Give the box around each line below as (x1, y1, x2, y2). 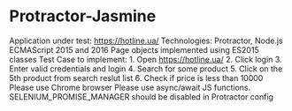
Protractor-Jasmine (9, 6, 157, 26)
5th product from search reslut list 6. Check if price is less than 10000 (9, 72, 264, 83)
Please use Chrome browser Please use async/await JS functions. (9, 82, 250, 92)
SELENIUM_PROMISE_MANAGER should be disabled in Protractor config (9, 91, 274, 102)
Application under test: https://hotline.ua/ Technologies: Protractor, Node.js (9, 35, 283, 46)
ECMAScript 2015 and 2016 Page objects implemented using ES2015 (9, 44, 259, 55)
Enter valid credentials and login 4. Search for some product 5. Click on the (9, 63, 283, 74)
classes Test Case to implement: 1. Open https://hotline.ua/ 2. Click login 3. (9, 54, 282, 64)
